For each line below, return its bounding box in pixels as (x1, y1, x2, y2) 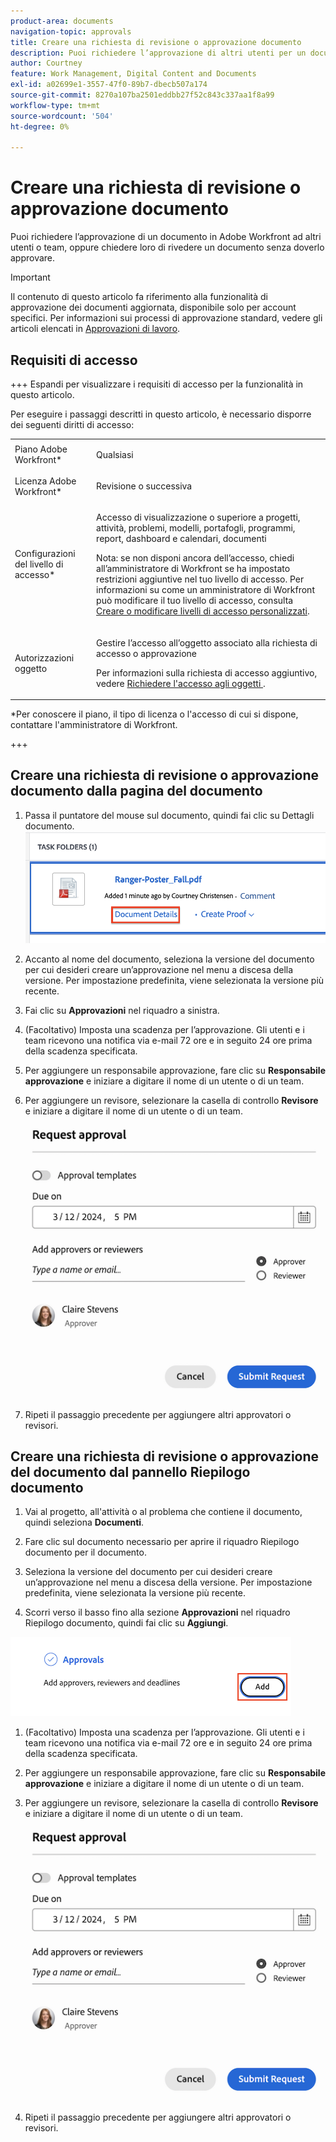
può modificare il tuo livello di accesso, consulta (96, 595, 294, 607)
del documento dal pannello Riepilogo (10, 1464, 251, 1481)
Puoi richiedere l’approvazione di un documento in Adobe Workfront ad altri (10, 231, 322, 243)
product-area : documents (10, 16, 114, 26)
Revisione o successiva (96, 480, 193, 492)
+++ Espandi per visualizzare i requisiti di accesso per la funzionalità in (10, 378, 304, 390)
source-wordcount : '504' (10, 111, 114, 121)
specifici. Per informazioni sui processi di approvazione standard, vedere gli (10, 312, 323, 324)
